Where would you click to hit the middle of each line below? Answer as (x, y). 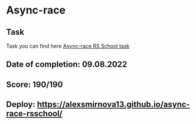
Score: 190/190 (35, 84)
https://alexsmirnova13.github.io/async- (113, 104)
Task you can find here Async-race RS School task (68, 46)
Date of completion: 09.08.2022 (67, 64)
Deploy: (21, 104)
